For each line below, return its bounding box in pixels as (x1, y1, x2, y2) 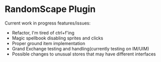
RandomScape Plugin (4, 3, 96, 15)
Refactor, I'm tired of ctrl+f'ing (11, 29, 74, 35)
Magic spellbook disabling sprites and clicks (11, 35, 103, 41)
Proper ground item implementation (11, 40, 85, 46)
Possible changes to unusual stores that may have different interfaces (11, 51, 156, 57)
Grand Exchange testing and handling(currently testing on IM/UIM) (11, 45, 149, 51)
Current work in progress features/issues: (4, 20, 91, 26)
